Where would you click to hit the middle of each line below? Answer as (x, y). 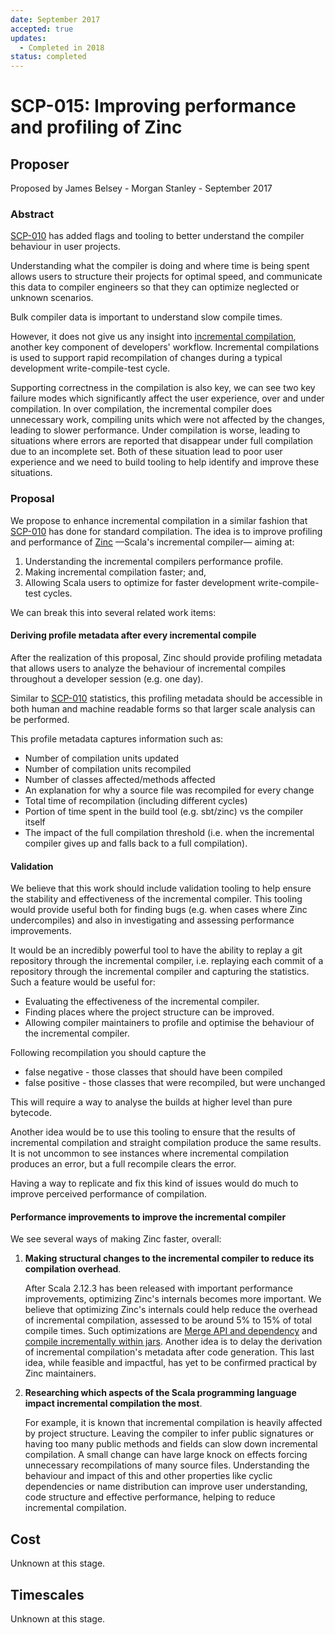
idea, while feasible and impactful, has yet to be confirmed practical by (171, 1363)
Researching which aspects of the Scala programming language (160, 1393)
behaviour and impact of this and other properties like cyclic (148, 1476)
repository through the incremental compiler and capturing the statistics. (160, 972)
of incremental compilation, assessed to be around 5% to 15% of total (168, 1320)
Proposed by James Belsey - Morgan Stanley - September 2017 (141, 188)
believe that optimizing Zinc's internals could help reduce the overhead (171, 1310)
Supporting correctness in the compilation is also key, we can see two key (163, 388)
